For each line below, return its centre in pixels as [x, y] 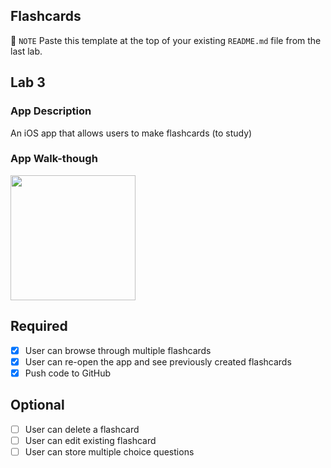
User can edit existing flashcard [90, 440]
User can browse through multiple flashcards [118, 350]
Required [39, 326]
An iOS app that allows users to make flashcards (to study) [131, 133]
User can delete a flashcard [82, 429]
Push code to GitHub [68, 373]
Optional [37, 405]
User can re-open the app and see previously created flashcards [158, 361]
